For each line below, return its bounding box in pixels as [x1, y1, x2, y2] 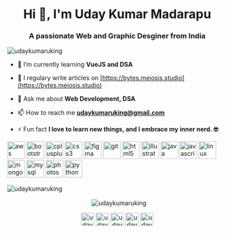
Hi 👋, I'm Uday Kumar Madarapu [23, 6, 211, 22]
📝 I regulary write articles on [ [17, 74, 103, 82]
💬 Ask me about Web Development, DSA [17, 95, 136, 103]
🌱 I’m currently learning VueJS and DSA [17, 61, 133, 69]
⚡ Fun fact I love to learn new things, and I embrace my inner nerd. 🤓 [17, 125, 218, 134]
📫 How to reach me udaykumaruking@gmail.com [17, 109, 165, 117]
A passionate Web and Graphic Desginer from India [29, 31, 206, 41]
